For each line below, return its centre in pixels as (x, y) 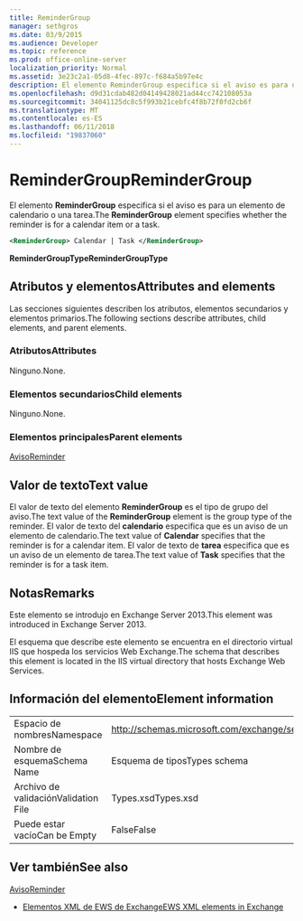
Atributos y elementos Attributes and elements (142, 287)
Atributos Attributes (53, 351)
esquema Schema (51, 760)
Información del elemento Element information (142, 699)
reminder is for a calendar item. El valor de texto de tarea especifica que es (150, 545)
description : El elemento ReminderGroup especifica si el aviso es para (149, 85)
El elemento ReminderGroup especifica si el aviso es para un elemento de (147, 205)
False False (133, 830)
